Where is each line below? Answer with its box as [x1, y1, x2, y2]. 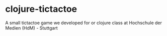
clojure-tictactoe [5, 3, 77, 15]
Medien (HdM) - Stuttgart [5, 25, 58, 31]
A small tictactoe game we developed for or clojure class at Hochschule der [5, 20, 162, 26]
